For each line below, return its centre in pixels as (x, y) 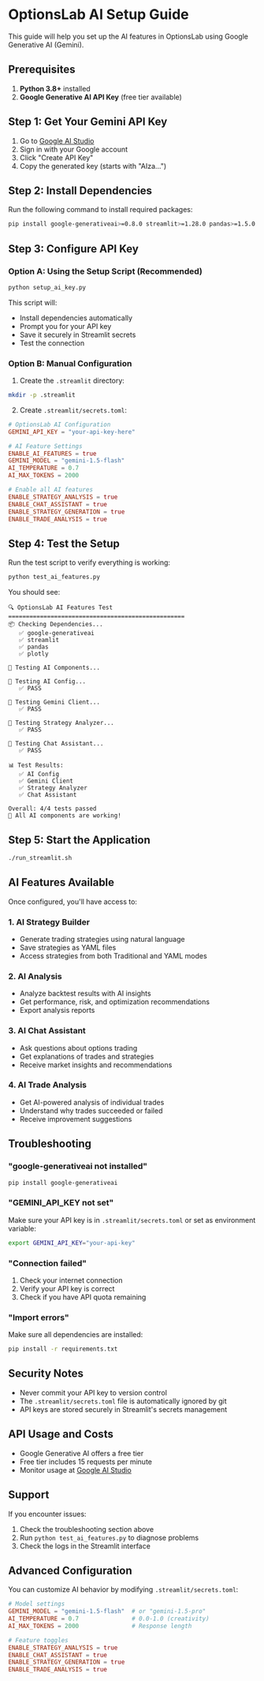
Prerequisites (42, 70)
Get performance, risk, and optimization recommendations (115, 1002)
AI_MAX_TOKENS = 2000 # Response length (100, 1626)
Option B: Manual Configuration (70, 363)
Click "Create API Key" (56, 157)
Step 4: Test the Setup (64, 543)
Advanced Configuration (70, 1570)
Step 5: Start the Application (80, 840)
